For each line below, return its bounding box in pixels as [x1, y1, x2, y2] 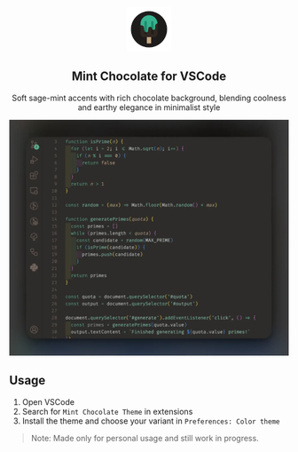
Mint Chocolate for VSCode [71, 69, 227, 84]
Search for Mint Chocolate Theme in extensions [21, 406, 193, 416]
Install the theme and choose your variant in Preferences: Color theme [21, 416, 280, 426]
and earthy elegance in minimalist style [77, 101, 221, 113]
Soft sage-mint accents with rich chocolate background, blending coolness [12, 92, 286, 103]
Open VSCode [21, 396, 75, 407]
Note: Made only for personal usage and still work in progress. [30, 432, 259, 443]
